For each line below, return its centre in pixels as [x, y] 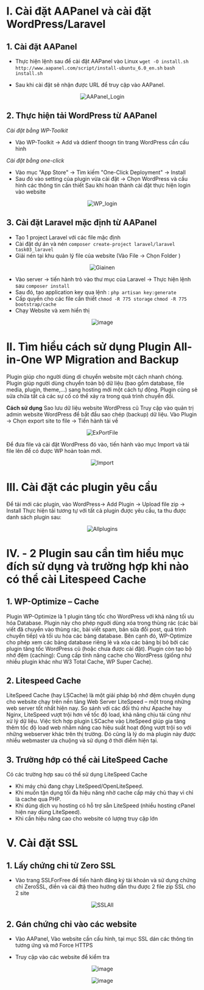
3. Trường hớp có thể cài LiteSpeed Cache [87, 760]
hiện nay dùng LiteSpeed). [48, 812]
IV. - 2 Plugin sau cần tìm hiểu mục [95, 553]
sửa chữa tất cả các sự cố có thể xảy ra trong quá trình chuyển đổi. [90, 396]
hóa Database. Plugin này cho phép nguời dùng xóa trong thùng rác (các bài [102, 623]
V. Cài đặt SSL [42, 843]
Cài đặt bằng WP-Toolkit [37, 130]
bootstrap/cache [36, 304]
